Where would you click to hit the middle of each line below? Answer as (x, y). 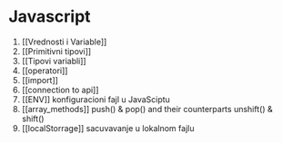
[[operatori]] (45, 71)
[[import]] (40, 80)
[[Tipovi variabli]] (54, 61)
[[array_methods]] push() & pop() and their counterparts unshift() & (147, 109)
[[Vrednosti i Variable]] (64, 42)
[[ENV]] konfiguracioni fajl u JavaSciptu (96, 99)
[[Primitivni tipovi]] (56, 51)
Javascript (50, 17)
